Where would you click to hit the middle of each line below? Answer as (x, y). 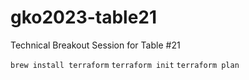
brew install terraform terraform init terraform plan (125, 65)
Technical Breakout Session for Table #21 (95, 45)
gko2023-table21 (84, 17)
